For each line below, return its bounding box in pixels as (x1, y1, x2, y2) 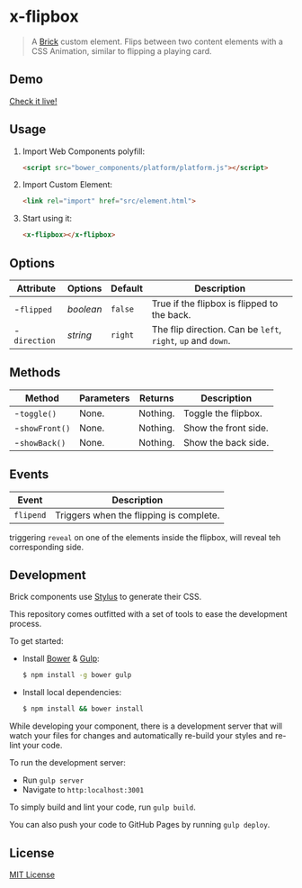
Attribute (16, 282, 57, 294)
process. (9, 619, 42, 630)
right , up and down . (151, 335, 231, 347)
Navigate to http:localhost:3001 (22, 784, 145, 795)
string (67, 329, 93, 341)
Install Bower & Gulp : (22, 653, 101, 664)
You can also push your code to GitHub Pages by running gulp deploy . (9, 820, 271, 830)
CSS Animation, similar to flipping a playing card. (31, 45, 213, 56)
